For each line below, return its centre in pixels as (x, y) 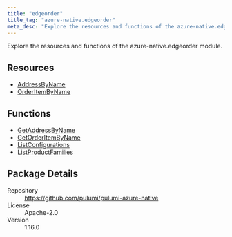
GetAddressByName (46, 130)
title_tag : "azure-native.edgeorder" (61, 20)
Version (18, 220)
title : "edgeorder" (35, 13)
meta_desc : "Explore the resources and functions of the (91, 26)
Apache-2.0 (41, 212)
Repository (22, 190)
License (18, 205)
